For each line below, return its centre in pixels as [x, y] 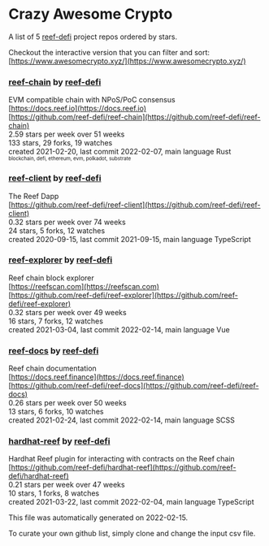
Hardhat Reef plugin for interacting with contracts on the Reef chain [122, 459]
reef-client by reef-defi [55, 178]
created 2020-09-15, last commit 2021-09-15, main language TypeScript [130, 239]
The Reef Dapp [34, 196]
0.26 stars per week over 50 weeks [68, 403]
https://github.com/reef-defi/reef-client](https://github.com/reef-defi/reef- [136, 205]
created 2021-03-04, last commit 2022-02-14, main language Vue [119, 329]
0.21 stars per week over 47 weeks [67, 485]
